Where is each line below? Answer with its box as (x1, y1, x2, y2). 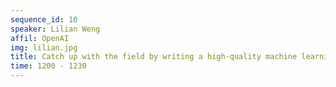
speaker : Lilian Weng (10, 24, 101, 34)
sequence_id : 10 (10, 14, 78, 25)
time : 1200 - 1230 (10, 61, 87, 71)
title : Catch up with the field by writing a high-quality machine (10, 52, 298, 62)
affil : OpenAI (10, 33, 70, 43)
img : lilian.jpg (10, 42, 78, 53)
